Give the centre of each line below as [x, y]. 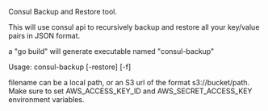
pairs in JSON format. [44, 36]
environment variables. [46, 99]
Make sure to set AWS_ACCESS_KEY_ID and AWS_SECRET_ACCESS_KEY [130, 91]
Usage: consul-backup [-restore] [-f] [70, 67]
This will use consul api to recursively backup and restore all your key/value [134, 27]
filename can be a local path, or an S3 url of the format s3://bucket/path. [129, 82]
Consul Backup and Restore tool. [63, 12]
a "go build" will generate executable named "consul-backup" [111, 51]
